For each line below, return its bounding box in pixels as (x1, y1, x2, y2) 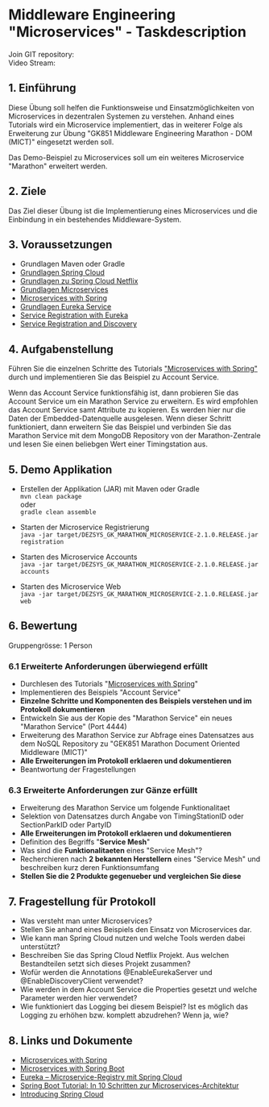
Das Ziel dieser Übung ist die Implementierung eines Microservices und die (8, 205, 258, 215)
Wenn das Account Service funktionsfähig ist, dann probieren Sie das (8, 388, 239, 398)
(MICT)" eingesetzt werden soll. (8, 137, 114, 147)
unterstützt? (19, 942, 60, 952)
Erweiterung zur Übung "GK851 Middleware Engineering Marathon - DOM (8, 128, 253, 138)
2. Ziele (8, 184, 47, 198)
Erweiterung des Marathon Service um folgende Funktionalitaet (19, 803, 230, 813)
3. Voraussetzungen (8, 238, 113, 251)
